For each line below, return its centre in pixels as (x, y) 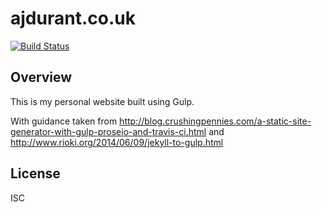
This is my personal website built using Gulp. (102, 101)
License (35, 173)
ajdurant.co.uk (73, 18)
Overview (41, 77)
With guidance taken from (64, 121)
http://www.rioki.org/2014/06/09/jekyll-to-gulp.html (117, 142)
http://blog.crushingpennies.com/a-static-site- (215, 121)
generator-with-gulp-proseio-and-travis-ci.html (108, 131)
